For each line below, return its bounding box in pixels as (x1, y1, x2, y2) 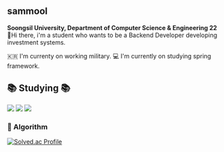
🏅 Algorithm (7, 122, 48, 131)
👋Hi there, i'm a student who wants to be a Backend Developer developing (7, 31, 218, 39)
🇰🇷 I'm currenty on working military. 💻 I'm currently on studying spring (7, 51, 212, 60)
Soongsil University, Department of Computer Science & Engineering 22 (7, 23, 218, 31)
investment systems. (7, 38, 66, 47)
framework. (7, 62, 40, 70)
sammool (7, 5, 48, 17)
